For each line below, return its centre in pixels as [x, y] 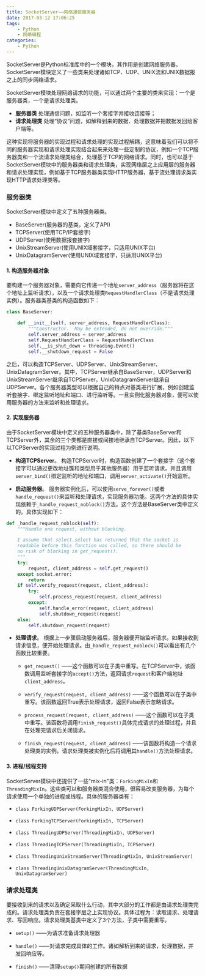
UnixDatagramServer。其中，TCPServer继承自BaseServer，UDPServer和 [99, 371]
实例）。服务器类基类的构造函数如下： [53, 300]
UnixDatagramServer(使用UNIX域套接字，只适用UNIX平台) [89, 255]
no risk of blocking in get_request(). [68, 551]
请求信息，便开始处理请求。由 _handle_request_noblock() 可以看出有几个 [106, 646]
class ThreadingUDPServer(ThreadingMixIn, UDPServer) [85, 833]
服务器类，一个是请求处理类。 [44, 100]
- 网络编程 [29, 35]
